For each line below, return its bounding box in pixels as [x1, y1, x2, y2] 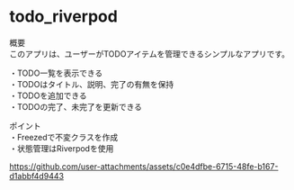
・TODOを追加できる [9, 90, 87, 101]
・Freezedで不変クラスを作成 [9, 131, 119, 142]
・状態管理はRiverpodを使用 [9, 142, 114, 154]
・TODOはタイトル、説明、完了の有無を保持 [9, 78, 174, 89]
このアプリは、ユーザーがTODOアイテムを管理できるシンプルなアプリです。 [9, 48, 290, 59]
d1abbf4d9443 [9, 170, 65, 181]
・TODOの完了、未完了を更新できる [9, 101, 142, 112]
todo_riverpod [9, 6, 119, 27]
